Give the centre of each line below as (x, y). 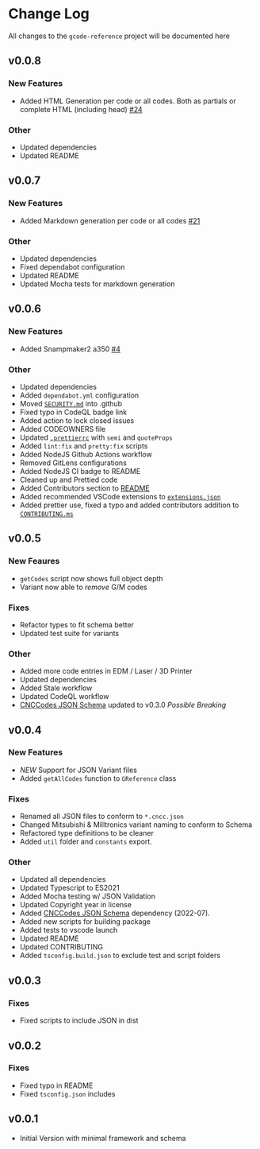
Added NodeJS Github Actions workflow (86, 454)
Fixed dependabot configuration (72, 266)
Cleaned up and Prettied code (69, 479)
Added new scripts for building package (85, 922)
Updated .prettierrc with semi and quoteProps (96, 437)
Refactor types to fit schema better (77, 624)
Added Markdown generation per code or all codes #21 (110, 220)
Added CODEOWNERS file (63, 429)
